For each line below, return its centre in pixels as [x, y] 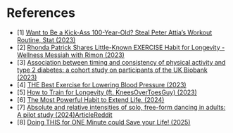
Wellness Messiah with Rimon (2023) [70, 55]
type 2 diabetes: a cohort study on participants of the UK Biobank [112, 70]
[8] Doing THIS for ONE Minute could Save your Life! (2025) [103, 122]
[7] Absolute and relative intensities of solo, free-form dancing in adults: [121, 107]
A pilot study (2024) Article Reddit [65, 115]
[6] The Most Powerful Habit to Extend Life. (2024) [90, 99]
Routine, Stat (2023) [46, 39]
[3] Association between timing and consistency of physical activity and [121, 62]
